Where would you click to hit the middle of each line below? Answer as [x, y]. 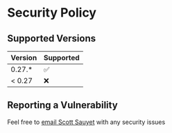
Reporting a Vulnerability [62, 105]
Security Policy [52, 13]
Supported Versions [51, 38]
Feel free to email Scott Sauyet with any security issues [86, 122]
